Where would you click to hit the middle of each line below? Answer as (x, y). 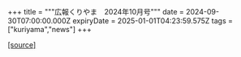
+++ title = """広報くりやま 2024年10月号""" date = (96, 12)
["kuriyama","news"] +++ (50, 29)
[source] (22, 45)
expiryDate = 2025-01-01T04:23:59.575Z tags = (153, 21)
